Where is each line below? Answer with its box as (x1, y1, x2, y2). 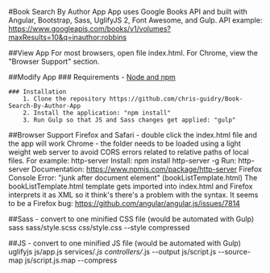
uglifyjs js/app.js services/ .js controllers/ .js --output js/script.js (8, 247, 217, 256)
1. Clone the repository (23, 95, 106, 103)
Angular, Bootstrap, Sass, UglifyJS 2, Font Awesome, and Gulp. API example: (8, 15, 263, 25)
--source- (218, 247, 251, 256)
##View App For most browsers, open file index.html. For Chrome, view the (8, 48, 258, 57)
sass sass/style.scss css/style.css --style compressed (8, 223, 190, 232)
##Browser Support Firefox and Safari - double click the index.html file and (8, 130, 258, 139)
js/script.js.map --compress (24, 255, 118, 265)
